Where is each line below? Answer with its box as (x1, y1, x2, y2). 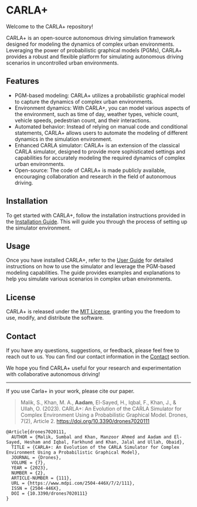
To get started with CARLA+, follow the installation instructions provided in (6, 212, 186, 219)
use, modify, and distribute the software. (6, 315, 104, 322)
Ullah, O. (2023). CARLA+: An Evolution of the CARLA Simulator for (20, 405, 182, 412)
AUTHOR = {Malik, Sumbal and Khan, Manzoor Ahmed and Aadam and (11, 434, 172, 440)
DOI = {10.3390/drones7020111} (11, 491, 88, 496)
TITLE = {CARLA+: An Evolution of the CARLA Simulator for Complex (11, 444, 180, 450)
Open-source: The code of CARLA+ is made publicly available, (14, 167, 166, 174)
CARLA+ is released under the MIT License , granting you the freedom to (6, 308, 181, 315)
